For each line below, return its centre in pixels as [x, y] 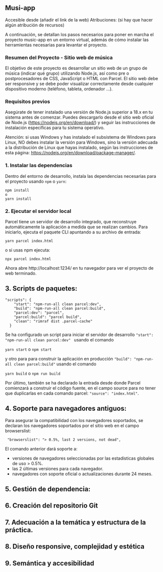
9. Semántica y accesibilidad [50, 563]
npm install [17, 190]
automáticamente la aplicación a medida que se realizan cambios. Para [76, 227]
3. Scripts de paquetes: [41, 288]
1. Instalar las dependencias [39, 166]
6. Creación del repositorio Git [52, 506]
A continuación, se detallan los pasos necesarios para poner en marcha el [79, 34]
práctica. [19, 530]
